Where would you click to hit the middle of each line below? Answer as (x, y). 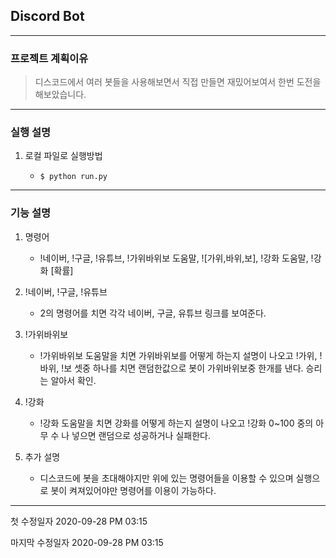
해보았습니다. (60, 95)
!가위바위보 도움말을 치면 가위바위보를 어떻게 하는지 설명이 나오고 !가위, (178, 355)
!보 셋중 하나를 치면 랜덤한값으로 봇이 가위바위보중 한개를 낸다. (182, 368)
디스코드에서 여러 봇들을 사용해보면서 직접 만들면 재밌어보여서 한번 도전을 (178, 82)
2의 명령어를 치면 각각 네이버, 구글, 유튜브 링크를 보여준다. (153, 313)
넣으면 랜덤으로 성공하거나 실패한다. (141, 435)
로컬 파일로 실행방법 (63, 156)
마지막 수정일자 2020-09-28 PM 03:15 (87, 542)
